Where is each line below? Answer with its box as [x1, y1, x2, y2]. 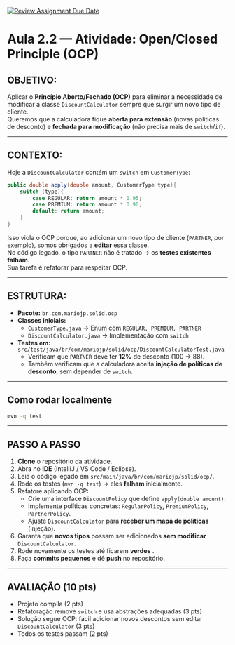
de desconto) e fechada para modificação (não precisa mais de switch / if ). [7, 123, 226, 131]
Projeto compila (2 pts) [17, 600, 84, 609]
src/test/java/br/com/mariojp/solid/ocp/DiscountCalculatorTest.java [17, 346, 225, 353]
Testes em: [17, 338, 51, 347]
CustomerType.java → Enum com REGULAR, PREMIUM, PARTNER [27, 324, 201, 332]
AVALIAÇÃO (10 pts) [7, 581, 97, 593]
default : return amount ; [32, 208, 105, 215]
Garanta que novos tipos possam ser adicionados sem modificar [17, 532, 206, 540]
